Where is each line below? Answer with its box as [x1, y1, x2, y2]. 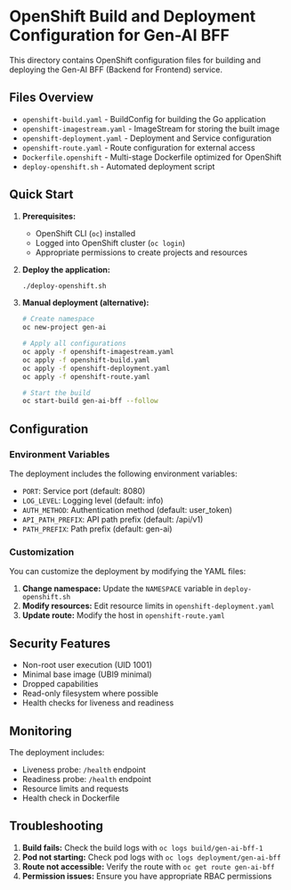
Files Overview [9, 90, 94, 105]
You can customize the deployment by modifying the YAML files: [9, 566, 247, 577]
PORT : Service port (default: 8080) [21, 486, 146, 496]
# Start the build [21, 388, 91, 398]
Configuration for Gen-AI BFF [9, 25, 230, 45]
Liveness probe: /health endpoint [21, 764, 147, 775]
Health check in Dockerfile [21, 792, 120, 803]
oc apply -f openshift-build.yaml [21, 355, 150, 365]
